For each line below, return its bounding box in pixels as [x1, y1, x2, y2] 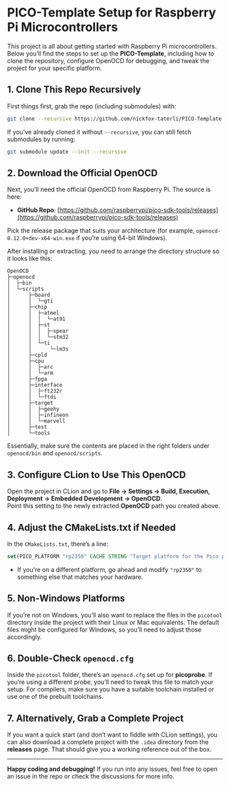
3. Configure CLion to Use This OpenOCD [7, 468, 186, 481]
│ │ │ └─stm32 [7, 334, 69, 341]
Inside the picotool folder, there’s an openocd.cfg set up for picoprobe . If [7, 671, 213, 679]
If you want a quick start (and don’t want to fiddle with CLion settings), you [7, 730, 218, 739]
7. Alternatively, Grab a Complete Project [7, 712, 184, 724]
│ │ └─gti [7, 298, 53, 305]
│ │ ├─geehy [7, 406, 60, 413]
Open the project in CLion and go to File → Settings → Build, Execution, [7, 487, 210, 495]
